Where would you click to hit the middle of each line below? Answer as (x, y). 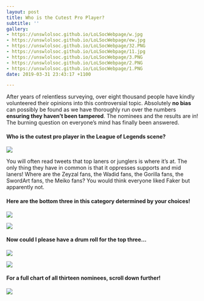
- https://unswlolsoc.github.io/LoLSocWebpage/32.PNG (76, 46)
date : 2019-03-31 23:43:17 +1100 (49, 74)
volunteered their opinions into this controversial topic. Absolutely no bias (99, 103)
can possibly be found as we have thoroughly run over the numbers (91, 109)
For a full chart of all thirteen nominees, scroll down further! (84, 278)
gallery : (17, 29)
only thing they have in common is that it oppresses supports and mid (94, 168)
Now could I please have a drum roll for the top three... (76, 240)
